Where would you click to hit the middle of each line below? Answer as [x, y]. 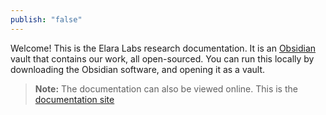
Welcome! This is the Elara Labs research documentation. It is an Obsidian [163, 48]
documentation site [74, 99]
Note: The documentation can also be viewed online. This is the [166, 88]
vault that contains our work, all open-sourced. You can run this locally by [162, 58]
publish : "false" [46, 19]
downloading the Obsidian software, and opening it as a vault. [138, 69]
